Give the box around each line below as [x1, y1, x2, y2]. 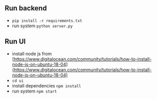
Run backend [5, 4, 47, 13]
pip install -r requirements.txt [12, 18, 83, 23]
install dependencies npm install [12, 82, 82, 88]
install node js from [12, 50, 52, 57]
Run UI [5, 37, 26, 46]
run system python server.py [12, 23, 73, 29]
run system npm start [12, 88, 57, 94]
